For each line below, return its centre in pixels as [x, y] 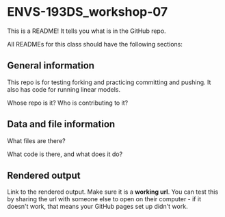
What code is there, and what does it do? [65, 154]
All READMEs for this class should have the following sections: [95, 44]
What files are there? [37, 140]
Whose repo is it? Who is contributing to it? [68, 103]
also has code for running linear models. [64, 89]
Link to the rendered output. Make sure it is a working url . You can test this [113, 192]
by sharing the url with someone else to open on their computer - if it [104, 199]
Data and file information [61, 124]
